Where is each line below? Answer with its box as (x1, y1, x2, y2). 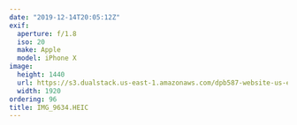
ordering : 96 (9, 94, 57, 104)
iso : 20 (17, 37, 46, 47)
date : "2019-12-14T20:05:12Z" (9, 12, 121, 22)
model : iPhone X (17, 54, 77, 62)
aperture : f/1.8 (17, 29, 77, 38)
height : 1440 (17, 70, 65, 79)
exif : (9, 21, 29, 30)
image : (9, 62, 34, 71)
